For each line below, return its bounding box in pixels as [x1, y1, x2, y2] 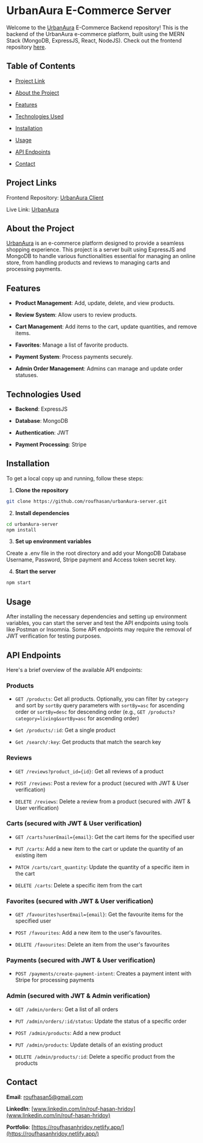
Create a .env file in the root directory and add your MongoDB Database [6, 550, 187, 557]
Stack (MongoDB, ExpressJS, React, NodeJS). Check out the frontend [6, 37, 182, 44]
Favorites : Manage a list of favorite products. [15, 341, 129, 348]
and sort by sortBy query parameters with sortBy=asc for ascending [15, 702, 185, 709]
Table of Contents [6, 61, 76, 71]
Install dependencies [15, 509, 70, 516]
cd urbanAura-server [6, 521, 59, 527]
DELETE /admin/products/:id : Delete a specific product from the [15, 1053, 175, 1060]
